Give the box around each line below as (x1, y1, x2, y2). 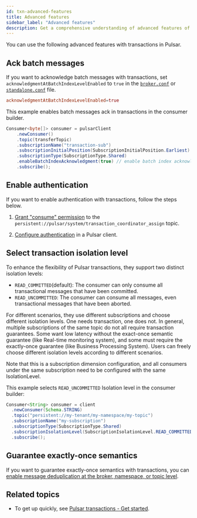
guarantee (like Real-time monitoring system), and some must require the (6, 336, 183, 344)
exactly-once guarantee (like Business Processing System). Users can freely (6, 342, 191, 349)
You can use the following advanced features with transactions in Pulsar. (6, 41, 182, 48)
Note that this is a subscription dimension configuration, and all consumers (6, 360, 187, 367)
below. (6, 202, 22, 209)
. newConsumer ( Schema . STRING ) (11, 407, 83, 413)
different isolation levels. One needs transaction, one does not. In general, (6, 318, 185, 325)
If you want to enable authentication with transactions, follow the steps (6, 196, 177, 203)
